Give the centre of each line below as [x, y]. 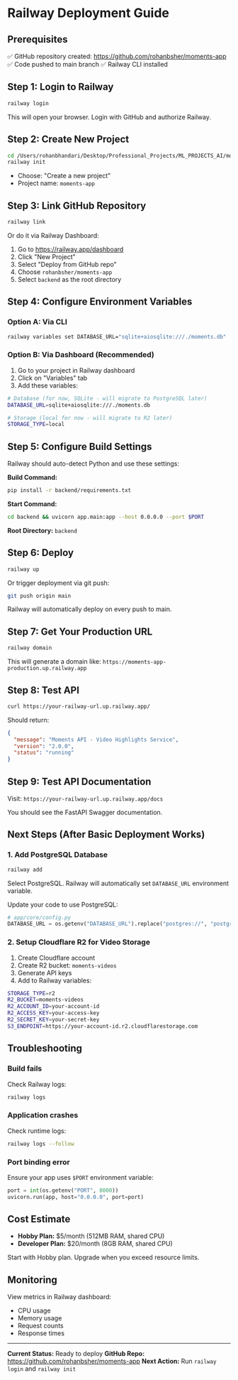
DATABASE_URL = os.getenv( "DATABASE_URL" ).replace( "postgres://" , [107, 924]
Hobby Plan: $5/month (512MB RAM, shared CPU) [91, 1236]
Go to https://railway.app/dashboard [70, 249]
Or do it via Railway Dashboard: [53, 235]
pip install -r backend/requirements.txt [69, 491]
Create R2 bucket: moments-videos [67, 965]
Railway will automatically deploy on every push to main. [90, 609]
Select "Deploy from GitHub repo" [67, 264]
